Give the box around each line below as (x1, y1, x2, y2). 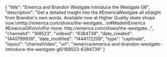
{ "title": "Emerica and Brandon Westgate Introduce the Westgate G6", (5, 4, 150, 10)
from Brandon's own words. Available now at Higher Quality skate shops (5, 15, 155, 20)
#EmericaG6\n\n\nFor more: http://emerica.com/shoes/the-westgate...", (5, 25, 154, 31)
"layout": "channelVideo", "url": (5, 41, 70, 47)
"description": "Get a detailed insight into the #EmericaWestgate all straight (5, 9, 161, 15)
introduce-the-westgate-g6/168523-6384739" (5, 47, 102, 52)
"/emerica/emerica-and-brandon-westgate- (70, 41, 162, 47)
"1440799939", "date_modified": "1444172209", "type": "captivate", (5, 36, 146, 42)
